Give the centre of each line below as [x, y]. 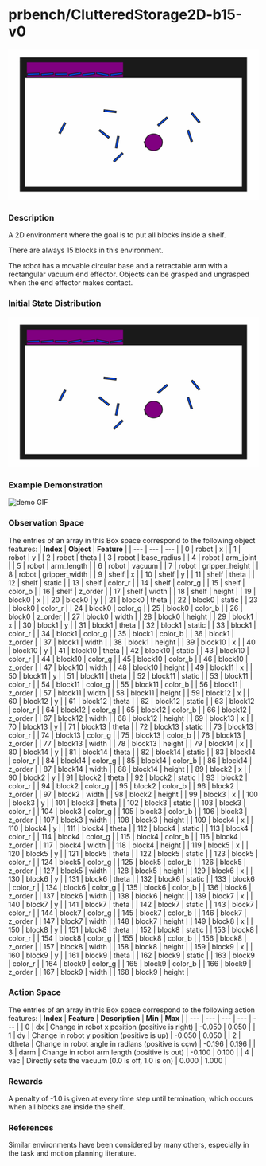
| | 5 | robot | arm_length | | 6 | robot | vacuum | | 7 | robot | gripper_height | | [133, 565]
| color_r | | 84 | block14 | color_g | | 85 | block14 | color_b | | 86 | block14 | [130, 760]
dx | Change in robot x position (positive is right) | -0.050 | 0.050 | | [145, 1027]
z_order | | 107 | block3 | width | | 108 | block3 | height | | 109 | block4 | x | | [131, 820]
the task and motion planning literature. [72, 1153]
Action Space [35, 992]
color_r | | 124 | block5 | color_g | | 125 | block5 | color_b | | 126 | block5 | [127, 862]
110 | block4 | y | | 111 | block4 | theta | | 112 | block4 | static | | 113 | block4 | [130, 828]
